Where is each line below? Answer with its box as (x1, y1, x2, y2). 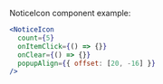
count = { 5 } (17, 33, 54, 42)
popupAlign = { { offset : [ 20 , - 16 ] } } (17, 59, 156, 68)
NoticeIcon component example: (9, 8, 131, 18)
